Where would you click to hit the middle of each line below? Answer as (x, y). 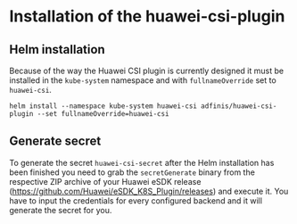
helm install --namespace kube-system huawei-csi (103, 106)
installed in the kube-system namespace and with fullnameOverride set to (143, 80)
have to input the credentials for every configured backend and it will (136, 200)
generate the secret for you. (61, 210)
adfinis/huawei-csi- (239, 106)
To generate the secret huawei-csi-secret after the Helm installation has (142, 162)
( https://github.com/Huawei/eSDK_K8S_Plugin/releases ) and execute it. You (149, 191)
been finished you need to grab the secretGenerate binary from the (132, 172)
